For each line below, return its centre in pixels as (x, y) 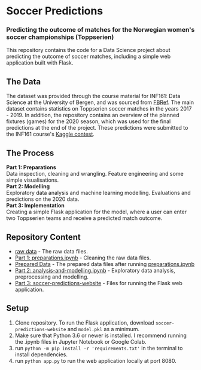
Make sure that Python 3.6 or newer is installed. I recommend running (101, 335)
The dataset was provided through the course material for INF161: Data (93, 96)
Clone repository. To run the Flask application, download (84, 322)
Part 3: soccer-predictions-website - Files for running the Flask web (98, 283)
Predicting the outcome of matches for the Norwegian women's (100, 30)
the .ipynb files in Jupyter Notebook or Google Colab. (80, 341)
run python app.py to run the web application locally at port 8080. (95, 360)
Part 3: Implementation (35, 206)
